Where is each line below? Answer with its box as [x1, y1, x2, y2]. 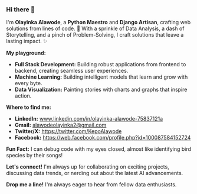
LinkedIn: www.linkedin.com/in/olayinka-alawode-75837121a [14, 115, 163, 122]
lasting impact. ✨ [6, 38, 48, 45]
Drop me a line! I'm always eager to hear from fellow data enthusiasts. [6, 181, 177, 188]
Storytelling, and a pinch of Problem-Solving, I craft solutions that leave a [6, 31, 184, 38]
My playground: [6, 50, 46, 57]
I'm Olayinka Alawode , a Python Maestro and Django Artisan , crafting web [6, 19, 191, 26]
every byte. [14, 80, 42, 87]
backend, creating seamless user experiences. [14, 67, 129, 75]
